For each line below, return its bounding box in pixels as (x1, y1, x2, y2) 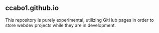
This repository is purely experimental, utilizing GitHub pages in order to (5, 17, 154, 23)
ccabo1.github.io (5, 4, 59, 12)
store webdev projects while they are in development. (5, 22, 116, 28)
